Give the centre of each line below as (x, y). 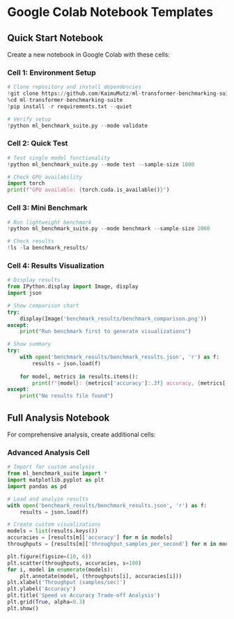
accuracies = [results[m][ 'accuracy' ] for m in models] (90, 537)
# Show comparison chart (43, 305)
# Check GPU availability (45, 177)
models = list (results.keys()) (53, 531)
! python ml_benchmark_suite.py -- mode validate (78, 125)
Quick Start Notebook (55, 38)
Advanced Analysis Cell (48, 452)
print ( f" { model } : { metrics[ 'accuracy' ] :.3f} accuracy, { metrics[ (129, 383)
